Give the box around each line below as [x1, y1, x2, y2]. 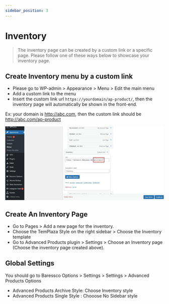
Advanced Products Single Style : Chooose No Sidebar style [12, 292, 138, 298]
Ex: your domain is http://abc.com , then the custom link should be [5, 111, 142, 117]
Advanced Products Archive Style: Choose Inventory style [12, 287, 133, 293]
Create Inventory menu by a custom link [5, 72, 133, 80]
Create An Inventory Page [5, 210, 88, 218]
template [12, 234, 31, 240]
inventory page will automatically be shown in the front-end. [12, 101, 137, 107]
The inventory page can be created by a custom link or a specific [17, 47, 153, 53]
